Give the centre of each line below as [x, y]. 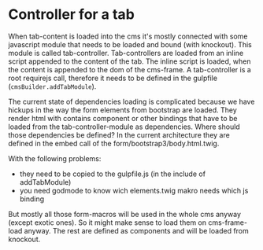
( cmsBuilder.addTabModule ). [52, 86]
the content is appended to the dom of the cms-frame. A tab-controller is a [130, 69]
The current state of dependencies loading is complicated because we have [131, 101]
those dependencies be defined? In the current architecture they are [119, 134]
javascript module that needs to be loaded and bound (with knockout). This [130, 44]
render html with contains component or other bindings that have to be [123, 118]
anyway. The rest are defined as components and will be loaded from [137, 230]
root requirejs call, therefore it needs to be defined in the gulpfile [113, 78]
